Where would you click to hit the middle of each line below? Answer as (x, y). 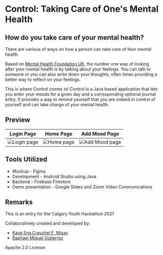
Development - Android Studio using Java (54, 176)
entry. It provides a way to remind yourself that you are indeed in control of (80, 99)
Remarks (19, 202)
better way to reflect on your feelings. (43, 80)
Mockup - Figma (29, 171)
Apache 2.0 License (25, 248)
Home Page (59, 134)
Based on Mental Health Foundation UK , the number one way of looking (77, 64)
